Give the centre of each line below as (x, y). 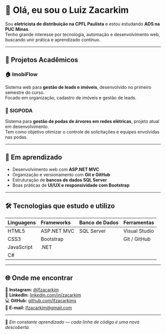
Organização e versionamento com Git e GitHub (61, 174)
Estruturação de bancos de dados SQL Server (60, 180)
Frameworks (56, 222)
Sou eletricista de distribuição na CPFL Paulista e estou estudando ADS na (83, 24)
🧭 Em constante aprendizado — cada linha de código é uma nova (72, 322)
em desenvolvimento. (27, 127)
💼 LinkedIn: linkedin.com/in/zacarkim (43, 295)
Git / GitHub (137, 239)
